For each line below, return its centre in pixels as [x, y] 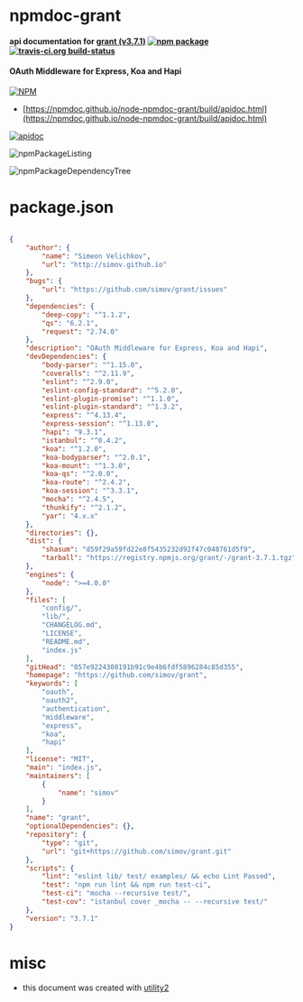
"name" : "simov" [88, 793]
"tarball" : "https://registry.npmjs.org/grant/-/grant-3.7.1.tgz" [169, 558]
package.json [62, 207]
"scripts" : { [50, 868]
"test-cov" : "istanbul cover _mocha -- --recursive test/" [155, 902]
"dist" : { [44, 541]
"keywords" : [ [52, 684]
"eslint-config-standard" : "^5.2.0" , [112, 390]
